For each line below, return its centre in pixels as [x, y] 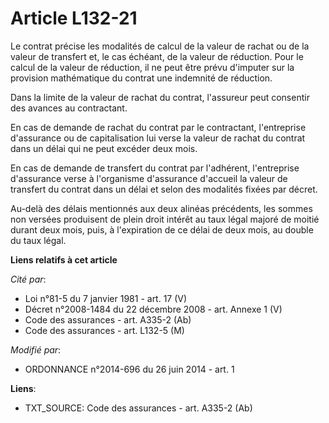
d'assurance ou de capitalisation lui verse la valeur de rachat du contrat [158, 138]
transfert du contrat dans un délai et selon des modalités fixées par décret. [164, 189]
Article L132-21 [74, 18]
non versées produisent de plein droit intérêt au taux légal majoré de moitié [165, 219]
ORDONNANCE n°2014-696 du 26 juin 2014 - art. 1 [129, 369]
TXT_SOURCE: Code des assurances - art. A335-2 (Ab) [138, 408]
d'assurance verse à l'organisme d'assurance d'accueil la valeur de [149, 178]
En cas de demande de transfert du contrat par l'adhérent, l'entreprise [155, 168]
